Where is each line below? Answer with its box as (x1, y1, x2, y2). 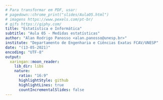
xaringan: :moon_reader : (10, 59, 59, 64)
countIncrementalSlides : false (18, 87, 85, 92)
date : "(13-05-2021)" (5, 45, 51, 50)
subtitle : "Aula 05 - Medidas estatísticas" (5, 31, 100, 36)
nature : (14, 69, 30, 74)
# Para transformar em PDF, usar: (5, 7, 78, 13)
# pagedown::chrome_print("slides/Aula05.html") (5, 12, 109, 17)
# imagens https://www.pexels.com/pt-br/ (5, 17, 94, 22)
